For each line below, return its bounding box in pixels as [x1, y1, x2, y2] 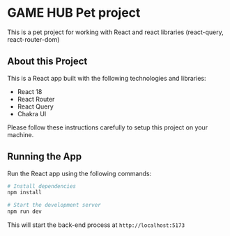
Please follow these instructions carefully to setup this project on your [7, 123, 208, 132]
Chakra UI [17, 109, 47, 118]
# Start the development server [7, 202, 101, 209]
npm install [7, 189, 42, 196]
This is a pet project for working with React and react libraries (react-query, [7, 28, 224, 36]
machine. [7, 130, 34, 139]
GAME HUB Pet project [7, 5, 141, 21]
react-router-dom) [7, 35, 60, 43]
